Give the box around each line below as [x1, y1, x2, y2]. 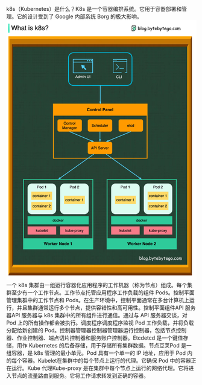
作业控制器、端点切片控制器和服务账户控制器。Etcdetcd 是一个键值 [16, 334, 183, 341]
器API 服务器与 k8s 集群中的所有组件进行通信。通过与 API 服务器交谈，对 [6, 312, 188, 319]
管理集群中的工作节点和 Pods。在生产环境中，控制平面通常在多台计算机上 [6, 297, 190, 304]
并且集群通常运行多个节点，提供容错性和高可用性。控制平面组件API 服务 [16, 304, 196, 311]
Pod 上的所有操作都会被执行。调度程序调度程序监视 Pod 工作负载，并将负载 [6, 319, 194, 326]
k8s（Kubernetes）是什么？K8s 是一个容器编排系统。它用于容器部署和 [6, 5, 182, 12]
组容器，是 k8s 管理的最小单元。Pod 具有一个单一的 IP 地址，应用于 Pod [6, 349, 186, 357]
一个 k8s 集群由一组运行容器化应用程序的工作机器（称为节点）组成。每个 [6, 282, 188, 289]
